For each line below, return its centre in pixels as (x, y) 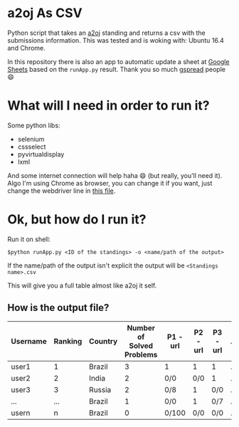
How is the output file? (58, 308)
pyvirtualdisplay (41, 154)
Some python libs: (34, 125)
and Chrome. (27, 48)
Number (141, 327)
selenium (31, 139)
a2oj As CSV (45, 13)
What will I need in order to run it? (108, 106)
